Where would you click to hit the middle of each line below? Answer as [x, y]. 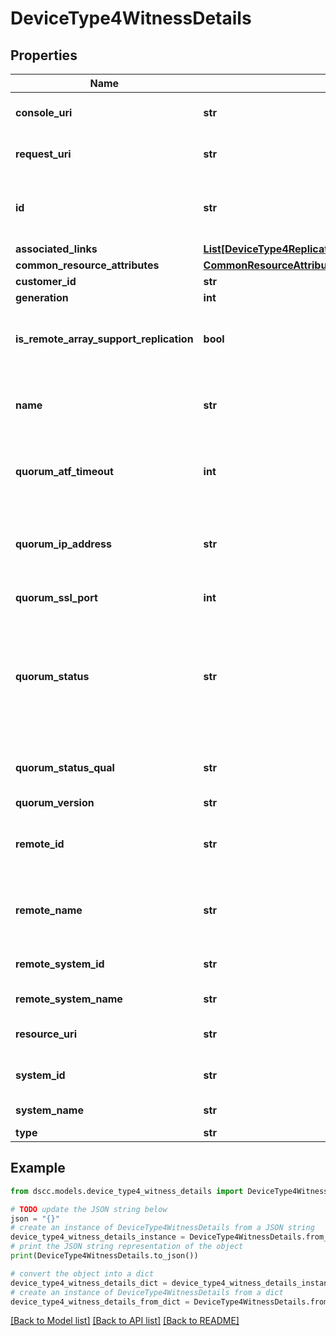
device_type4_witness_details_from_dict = [100, 1302]
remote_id [40, 844]
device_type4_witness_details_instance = [98, 1237]
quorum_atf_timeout [64, 471]
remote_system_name [69, 999]
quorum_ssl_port [56, 597]
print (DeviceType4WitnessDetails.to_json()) [104, 1256]
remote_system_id [60, 964]
